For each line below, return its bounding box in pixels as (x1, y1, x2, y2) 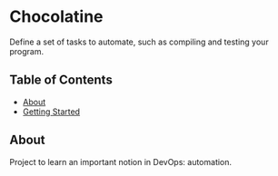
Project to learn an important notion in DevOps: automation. (9, 156, 233, 167)
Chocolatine (9, 6, 104, 27)
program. (9, 45, 45, 56)
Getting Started (22, 106, 80, 117)
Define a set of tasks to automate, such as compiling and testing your (9, 36, 270, 47)
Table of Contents (9, 73, 114, 88)
